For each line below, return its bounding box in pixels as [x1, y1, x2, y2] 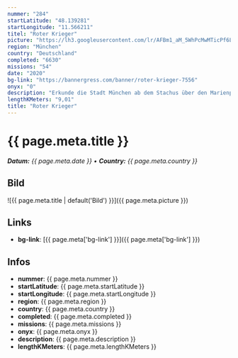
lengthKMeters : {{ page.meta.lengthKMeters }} [17, 342, 157, 351]
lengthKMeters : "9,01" [7, 96, 74, 104]
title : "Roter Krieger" [7, 103, 78, 110]
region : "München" [7, 43, 62, 50]
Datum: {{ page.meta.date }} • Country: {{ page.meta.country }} [7, 157, 198, 165]
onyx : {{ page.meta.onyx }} [17, 328, 98, 336]
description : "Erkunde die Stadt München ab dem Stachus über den [7, 89, 208, 96]
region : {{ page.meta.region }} [17, 297, 107, 306]
